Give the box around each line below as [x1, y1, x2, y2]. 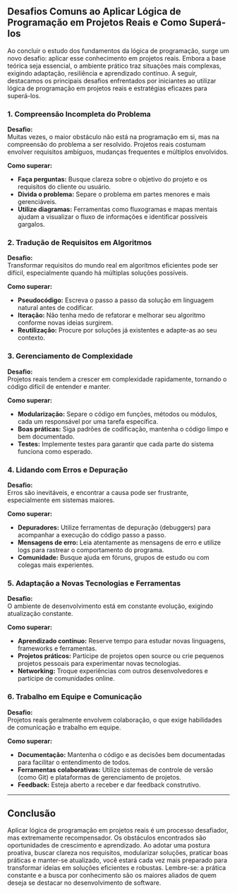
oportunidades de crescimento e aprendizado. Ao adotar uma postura [7, 841, 210, 850]
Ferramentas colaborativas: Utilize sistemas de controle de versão [17, 765, 214, 774]
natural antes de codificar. [17, 304, 94, 312]
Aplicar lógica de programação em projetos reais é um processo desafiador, [7, 826, 229, 835]
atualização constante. [7, 609, 73, 618]
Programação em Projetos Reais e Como [7, 17, 188, 29]
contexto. [17, 333, 46, 342]
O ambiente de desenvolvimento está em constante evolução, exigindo [7, 602, 214, 610]
